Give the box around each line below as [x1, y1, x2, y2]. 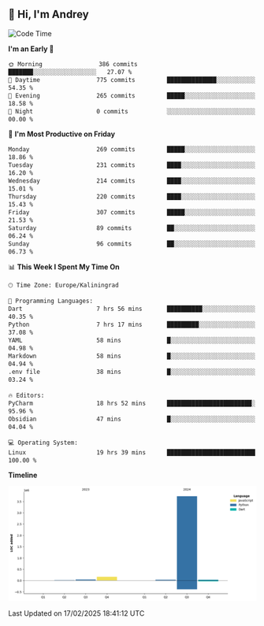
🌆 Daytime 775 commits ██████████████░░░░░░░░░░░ [8, 76, 256, 83]
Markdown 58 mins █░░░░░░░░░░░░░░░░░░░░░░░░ [8, 352, 256, 360]
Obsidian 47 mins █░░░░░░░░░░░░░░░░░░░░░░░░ [8, 415, 256, 423]
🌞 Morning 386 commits [8, 60, 138, 68]
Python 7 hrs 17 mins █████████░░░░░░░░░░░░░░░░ [8, 320, 256, 328]
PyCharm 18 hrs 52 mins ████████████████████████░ [8, 399, 256, 407]
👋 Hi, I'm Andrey [8, 8, 89, 21]
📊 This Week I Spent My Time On [8, 261, 120, 272]
